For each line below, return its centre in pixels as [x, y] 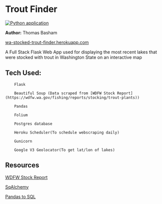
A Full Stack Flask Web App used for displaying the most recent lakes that [81, 52]
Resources [22, 165]
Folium [21, 115]
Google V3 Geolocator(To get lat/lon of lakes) [64, 150]
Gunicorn [23, 141]
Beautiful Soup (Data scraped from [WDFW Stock [64, 93]
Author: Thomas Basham [31, 32]
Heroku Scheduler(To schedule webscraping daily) [67, 132]
